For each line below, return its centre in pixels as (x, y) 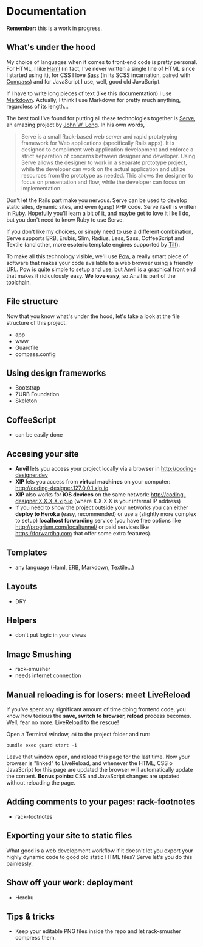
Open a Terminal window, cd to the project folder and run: (78, 735)
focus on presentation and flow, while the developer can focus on (103, 182)
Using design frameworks (56, 373)
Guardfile (27, 347)
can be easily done (39, 435)
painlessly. (20, 863)
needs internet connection (48, 675)
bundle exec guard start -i (42, 746)
